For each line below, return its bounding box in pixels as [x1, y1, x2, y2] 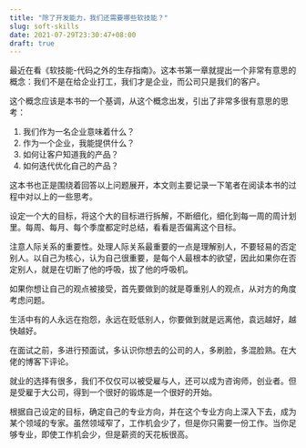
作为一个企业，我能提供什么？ [22, 137, 135, 148]
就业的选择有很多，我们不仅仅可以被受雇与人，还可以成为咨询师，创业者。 [9, 375, 289, 387]
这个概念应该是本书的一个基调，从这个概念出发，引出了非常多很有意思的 [9, 96, 280, 107]
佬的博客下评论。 [9, 356, 74, 367]
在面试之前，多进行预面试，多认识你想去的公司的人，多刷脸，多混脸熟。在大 [9, 345, 297, 356]
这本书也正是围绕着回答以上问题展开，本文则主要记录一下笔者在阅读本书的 [9, 179, 289, 191]
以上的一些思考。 [33, 191, 97, 202]
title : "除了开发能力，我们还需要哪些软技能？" [9, 13, 168, 23]
